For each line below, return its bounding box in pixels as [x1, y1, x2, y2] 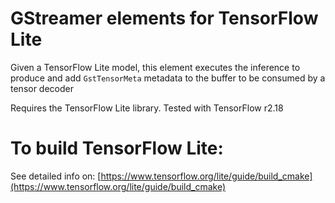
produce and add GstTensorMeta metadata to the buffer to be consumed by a [10, 72, 326, 84]
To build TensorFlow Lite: [10, 137, 224, 160]
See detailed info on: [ [10, 170, 102, 182]
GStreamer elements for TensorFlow [10, 7, 319, 30]
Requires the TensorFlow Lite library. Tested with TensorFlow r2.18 [10, 102, 284, 114]
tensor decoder [10, 82, 75, 94]
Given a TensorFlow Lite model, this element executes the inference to [10, 61, 301, 73]
